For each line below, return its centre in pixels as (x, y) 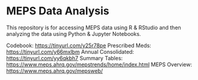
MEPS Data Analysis (58, 11)
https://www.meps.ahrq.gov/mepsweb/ (55, 70)
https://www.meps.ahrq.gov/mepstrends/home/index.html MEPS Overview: (99, 64)
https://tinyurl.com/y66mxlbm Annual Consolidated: (70, 51)
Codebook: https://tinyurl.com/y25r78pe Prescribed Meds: (79, 45)
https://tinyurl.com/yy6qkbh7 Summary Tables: (64, 58)
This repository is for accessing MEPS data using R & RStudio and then (94, 27)
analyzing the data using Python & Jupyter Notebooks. (73, 33)
